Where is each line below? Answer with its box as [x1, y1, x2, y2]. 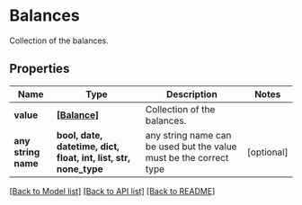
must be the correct [145, 151, 229, 164]
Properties [9, 61, 70, 76]
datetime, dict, [57, 140, 120, 153]
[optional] [246, 146, 289, 158]
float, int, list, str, [57, 151, 130, 164]
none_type [57, 163, 103, 175]
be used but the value [145, 140, 237, 153]
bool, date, [57, 129, 103, 141]
